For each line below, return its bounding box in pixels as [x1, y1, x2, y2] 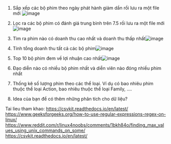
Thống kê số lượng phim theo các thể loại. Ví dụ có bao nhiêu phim [12, 81, 154, 86]
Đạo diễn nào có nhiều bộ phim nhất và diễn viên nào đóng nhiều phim [12, 65, 162, 71]
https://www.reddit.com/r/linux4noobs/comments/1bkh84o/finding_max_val [5, 122, 164, 128]
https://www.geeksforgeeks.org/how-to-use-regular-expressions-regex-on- [5, 111, 166, 117]
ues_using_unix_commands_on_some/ [5, 128, 86, 133]
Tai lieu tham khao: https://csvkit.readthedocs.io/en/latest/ [5, 106, 129, 112]
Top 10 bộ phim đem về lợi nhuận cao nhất [12, 55, 102, 61]
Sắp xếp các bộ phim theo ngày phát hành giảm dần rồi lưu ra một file [12, 5, 160, 11]
